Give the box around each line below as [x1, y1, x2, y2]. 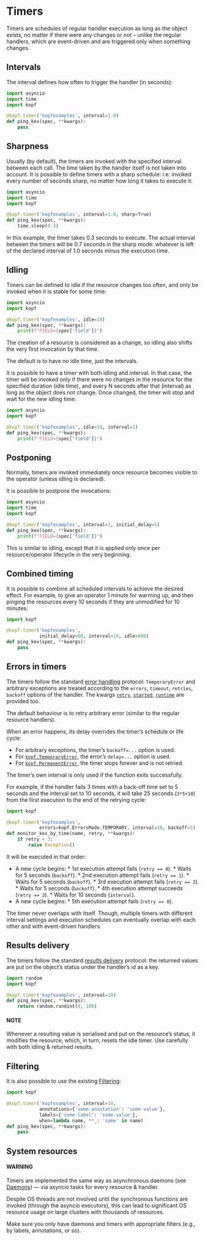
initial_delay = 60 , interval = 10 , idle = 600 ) [39, 633, 149, 640]
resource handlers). [6, 716, 56, 723]
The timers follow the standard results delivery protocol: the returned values [6, 957, 198, 964]
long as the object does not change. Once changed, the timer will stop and [6, 389, 195, 396]
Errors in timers [6, 662, 67, 672]
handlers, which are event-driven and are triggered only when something [6, 37, 191, 45]
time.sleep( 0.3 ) [17, 223, 59, 229]
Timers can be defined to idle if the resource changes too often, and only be [6, 281, 199, 288]
